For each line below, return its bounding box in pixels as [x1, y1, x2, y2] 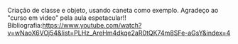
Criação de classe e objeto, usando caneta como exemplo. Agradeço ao [7, 6, 219, 14]
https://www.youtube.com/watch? [42, 21, 142, 29]
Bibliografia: [7, 21, 43, 29]
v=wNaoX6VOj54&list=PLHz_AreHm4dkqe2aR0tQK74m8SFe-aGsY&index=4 [7, 28, 231, 37]
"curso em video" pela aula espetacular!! [7, 13, 126, 22]
